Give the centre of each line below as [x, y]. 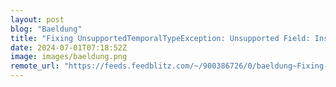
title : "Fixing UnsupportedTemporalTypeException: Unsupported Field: [160, 38]
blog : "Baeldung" [46, 29]
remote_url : [35, 66]
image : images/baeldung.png [69, 57]
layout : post [37, 19]
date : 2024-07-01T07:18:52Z [69, 47]
